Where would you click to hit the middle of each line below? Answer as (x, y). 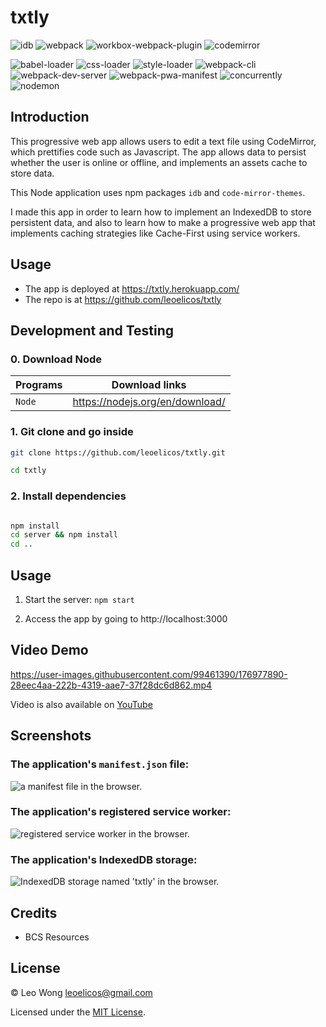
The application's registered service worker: (121, 812)
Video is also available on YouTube (81, 704)
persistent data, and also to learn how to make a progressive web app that (163, 222)
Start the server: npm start (79, 600)
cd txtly (28, 471)
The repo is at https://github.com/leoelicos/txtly (123, 299)
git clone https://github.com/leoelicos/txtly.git (118, 452)
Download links (149, 385)
